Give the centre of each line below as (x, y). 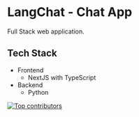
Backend (30, 85)
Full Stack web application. (46, 31)
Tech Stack (32, 53)
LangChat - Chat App (70, 12)
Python (38, 92)
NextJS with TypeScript (62, 77)
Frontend (30, 70)
